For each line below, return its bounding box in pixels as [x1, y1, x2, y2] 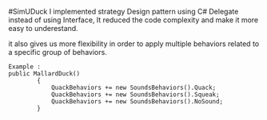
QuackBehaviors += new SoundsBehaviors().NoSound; [50, 98, 224, 106]
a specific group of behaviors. [8, 48, 108, 56]
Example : [8, 63, 42, 71]
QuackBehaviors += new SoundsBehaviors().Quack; [50, 83, 217, 91]
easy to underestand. [8, 24, 78, 33]
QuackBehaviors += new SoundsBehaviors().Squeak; [50, 91, 220, 99]
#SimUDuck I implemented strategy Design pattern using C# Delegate [8, 7, 239, 16]
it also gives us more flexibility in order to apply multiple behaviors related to [8, 39, 260, 48]
